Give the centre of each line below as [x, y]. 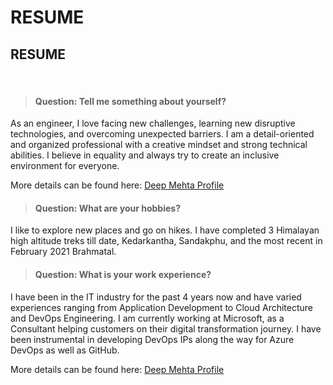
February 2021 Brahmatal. [63, 252]
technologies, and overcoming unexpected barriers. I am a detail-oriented [162, 134]
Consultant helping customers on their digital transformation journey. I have [166, 328]
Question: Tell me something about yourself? [130, 101]
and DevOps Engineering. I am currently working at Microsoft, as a [147, 318]
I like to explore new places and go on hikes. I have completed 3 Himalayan [165, 230]
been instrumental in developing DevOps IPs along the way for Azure [152, 339]
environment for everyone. [65, 166]
